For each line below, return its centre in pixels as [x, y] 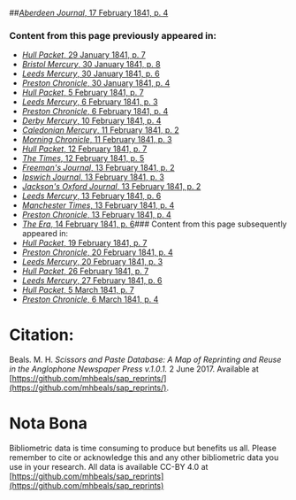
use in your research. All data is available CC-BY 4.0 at [109, 467]
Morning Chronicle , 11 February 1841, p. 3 [97, 140]
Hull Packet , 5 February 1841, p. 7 [83, 93]
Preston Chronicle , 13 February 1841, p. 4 [97, 215]
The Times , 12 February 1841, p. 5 [83, 158]
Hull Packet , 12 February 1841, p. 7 [84, 149]
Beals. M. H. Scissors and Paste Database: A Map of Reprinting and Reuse [145, 360]
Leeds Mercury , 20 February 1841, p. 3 [92, 262]
